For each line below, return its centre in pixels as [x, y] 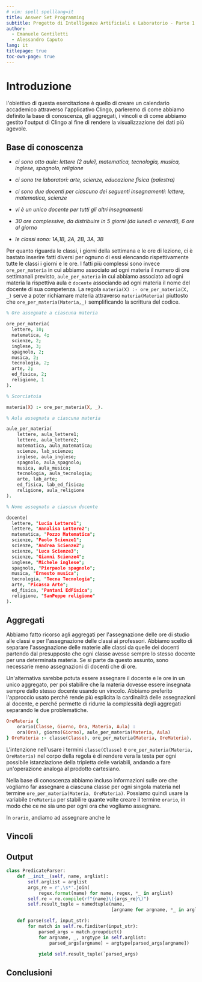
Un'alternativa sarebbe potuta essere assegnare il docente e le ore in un [96, 678]
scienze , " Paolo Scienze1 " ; [47, 540]
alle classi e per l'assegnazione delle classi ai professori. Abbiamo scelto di [99, 641]
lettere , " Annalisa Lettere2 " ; [51, 529]
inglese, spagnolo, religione [49, 168]
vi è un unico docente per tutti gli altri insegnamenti [79, 210]
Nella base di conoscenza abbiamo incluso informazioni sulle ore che [92, 780]
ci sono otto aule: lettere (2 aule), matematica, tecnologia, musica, [97, 162]
